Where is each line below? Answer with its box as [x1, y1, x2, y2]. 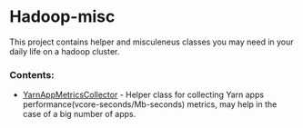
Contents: [9, 68, 55, 81]
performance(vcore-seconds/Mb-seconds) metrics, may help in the [22, 99, 278, 110]
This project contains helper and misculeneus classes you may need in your [9, 36, 294, 47]
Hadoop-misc [9, 6, 116, 27]
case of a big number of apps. [22, 109, 136, 120]
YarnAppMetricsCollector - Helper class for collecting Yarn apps [22, 89, 265, 101]
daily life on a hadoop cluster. [9, 45, 120, 56]
